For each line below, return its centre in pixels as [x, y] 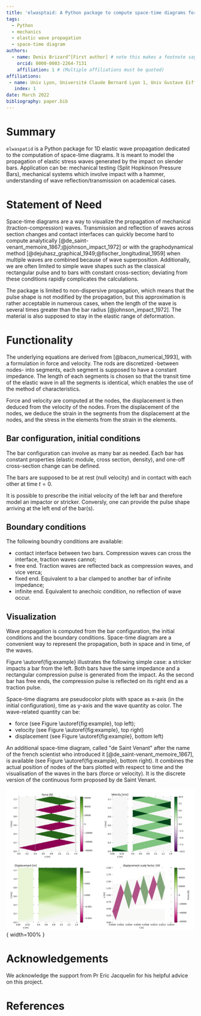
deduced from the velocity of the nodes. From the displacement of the [93, 407]
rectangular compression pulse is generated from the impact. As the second [100, 675]
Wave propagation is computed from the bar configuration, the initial [90, 631]
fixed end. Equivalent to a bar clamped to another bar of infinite [93, 579]
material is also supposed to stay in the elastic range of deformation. [91, 316]
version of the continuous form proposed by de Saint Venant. [81, 780]
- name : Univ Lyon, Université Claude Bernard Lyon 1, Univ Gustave [96, 82]
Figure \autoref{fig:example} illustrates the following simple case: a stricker [99, 662]
